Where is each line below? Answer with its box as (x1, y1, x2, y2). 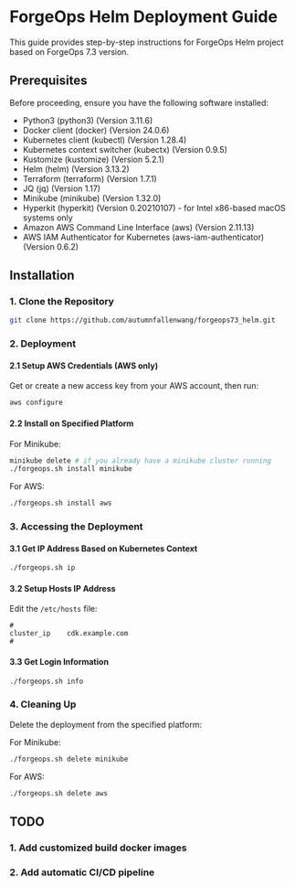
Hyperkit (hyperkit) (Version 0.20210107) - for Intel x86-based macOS (22, 202, 286, 213)
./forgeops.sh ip (9, 563, 76, 572)
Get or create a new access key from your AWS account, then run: (9, 380, 258, 391)
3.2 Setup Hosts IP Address (9, 582, 116, 593)
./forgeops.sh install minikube (9, 465, 132, 474)
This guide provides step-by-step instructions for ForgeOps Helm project (9, 37, 284, 48)
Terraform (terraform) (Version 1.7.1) (22, 173, 157, 184)
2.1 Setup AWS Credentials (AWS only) (9, 359, 158, 371)
